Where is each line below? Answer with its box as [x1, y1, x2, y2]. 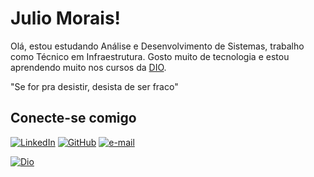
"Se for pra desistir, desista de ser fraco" [10, 80, 179, 92]
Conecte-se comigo [10, 110, 137, 127]
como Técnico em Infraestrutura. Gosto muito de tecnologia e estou [10, 50, 290, 62]
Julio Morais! [10, 7, 122, 30]
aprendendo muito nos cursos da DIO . [10, 61, 167, 73]
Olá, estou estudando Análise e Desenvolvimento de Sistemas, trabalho [10, 40, 305, 52]
